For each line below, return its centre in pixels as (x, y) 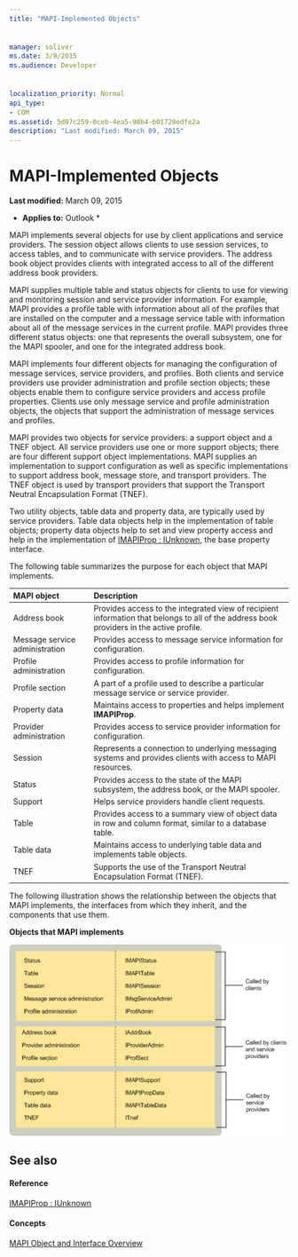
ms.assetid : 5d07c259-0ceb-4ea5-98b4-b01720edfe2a (105, 122)
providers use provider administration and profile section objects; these (140, 383)
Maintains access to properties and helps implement (189, 705)
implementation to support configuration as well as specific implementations (149, 466)
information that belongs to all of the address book (185, 618)
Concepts (27, 1223)
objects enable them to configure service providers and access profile (137, 392)
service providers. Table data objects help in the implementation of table (141, 521)
